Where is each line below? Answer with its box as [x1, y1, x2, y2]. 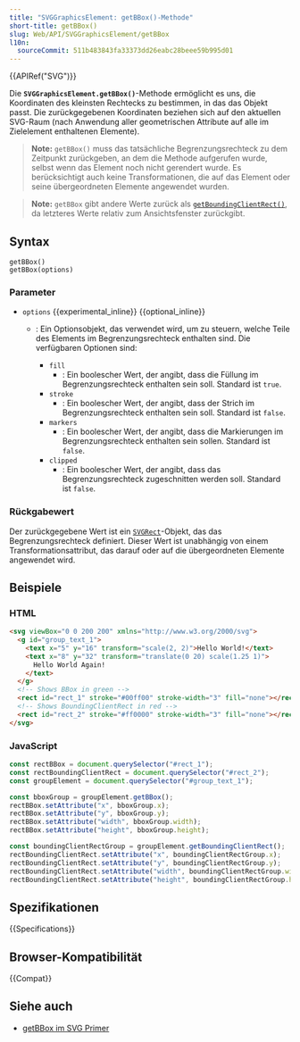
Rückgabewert [9, 505, 74, 518]
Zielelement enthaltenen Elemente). [9, 126, 140, 137]
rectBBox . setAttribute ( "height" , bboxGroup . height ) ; [9, 826, 210, 835]
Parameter [9, 286, 56, 298]
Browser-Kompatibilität [9, 949, 143, 964]
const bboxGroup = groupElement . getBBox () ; [9, 792, 174, 802]
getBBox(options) [9, 265, 74, 274]
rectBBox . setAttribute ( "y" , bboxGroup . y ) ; [9, 809, 170, 818]
